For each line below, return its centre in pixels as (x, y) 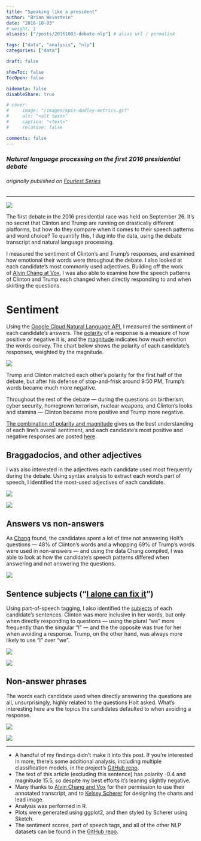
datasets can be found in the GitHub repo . (66, 831)
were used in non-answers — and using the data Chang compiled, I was (95, 551)
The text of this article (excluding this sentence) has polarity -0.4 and (100, 774)
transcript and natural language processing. (60, 242)
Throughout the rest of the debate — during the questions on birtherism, (95, 399)
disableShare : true (31, 94)
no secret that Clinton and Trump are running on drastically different (90, 223)
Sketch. (24, 818)
